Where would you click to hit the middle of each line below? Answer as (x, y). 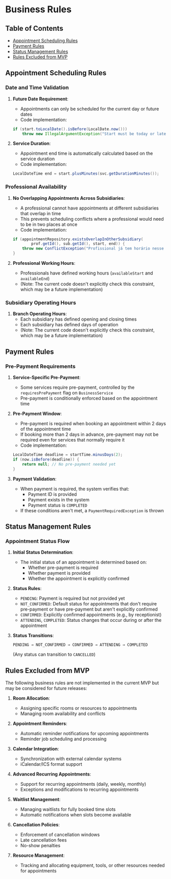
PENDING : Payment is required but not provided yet (72, 598)
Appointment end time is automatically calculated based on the (87, 153)
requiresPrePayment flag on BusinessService (67, 393)
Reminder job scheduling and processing (63, 739)
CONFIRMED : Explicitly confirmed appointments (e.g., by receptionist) (91, 615)
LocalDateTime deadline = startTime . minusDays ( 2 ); (68, 455)
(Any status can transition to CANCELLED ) (54, 655)
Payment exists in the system (59, 499)
